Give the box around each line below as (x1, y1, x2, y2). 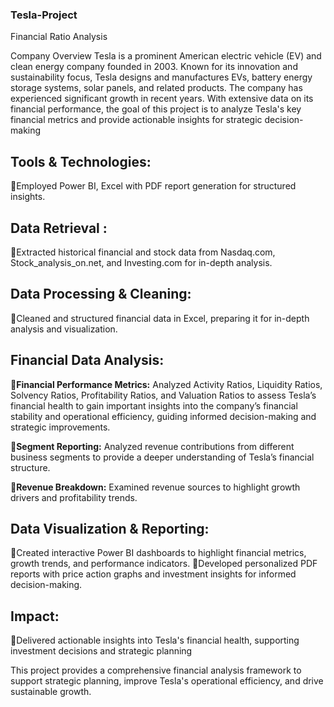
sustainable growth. (10, 686, 92, 698)
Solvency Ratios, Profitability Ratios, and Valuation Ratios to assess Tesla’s (10, 389, 317, 401)
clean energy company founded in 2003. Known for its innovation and (10, 61, 298, 73)
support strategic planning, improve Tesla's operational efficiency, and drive (10, 675, 324, 687)
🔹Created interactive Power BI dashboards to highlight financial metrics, (10, 547, 307, 559)
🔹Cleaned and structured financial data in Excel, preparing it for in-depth (10, 312, 310, 324)
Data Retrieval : (10, 219, 108, 237)
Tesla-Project (10, 8, 78, 22)
